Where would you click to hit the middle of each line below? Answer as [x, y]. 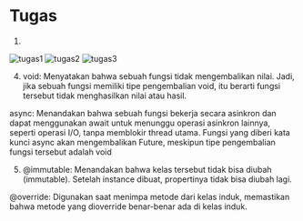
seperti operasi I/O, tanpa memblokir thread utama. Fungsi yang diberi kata [150, 132]
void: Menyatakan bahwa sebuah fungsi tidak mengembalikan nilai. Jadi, [159, 76]
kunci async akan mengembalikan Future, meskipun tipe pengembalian [142, 142]
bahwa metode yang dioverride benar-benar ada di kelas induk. [128, 206]
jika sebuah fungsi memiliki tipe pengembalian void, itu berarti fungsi [151, 85]
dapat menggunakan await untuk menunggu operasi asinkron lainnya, [140, 123]
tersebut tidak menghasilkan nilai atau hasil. [105, 95]
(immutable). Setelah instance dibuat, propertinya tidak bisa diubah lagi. [157, 179]
